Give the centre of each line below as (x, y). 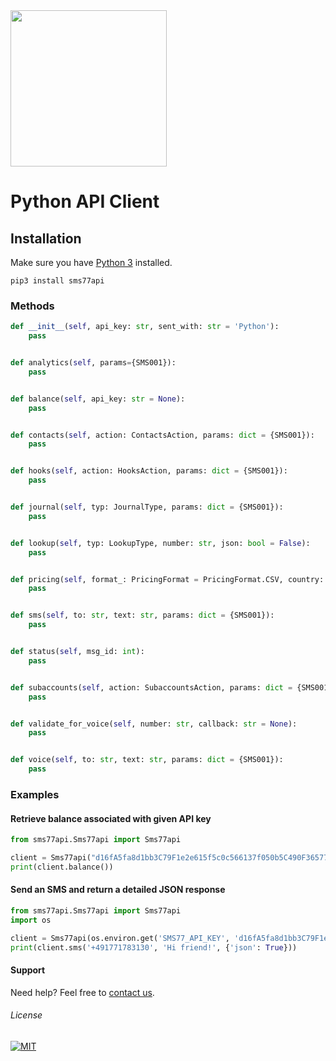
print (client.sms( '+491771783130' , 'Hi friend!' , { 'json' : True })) (154, 947)
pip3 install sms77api (57, 281)
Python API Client (85, 201)
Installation (46, 238)
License (26, 1015)
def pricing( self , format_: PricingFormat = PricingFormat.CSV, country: (167, 579)
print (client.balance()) (62, 867)
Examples (35, 794)
